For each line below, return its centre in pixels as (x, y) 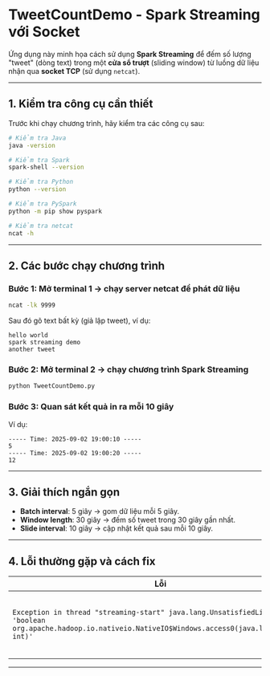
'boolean (29, 621)
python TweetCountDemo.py (51, 386)
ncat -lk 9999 (32, 305)
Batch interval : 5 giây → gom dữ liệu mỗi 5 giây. (100, 511)
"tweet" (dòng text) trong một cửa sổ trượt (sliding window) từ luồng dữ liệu (134, 63)
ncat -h (21, 233)
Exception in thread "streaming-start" (88, 613)
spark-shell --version (46, 167)
